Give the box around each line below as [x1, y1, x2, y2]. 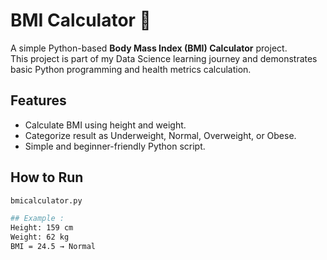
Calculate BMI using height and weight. [24, 119, 187, 131]
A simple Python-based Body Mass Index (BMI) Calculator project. [10, 42, 288, 54]
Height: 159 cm [10, 223, 74, 233]
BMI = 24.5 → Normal [10, 242, 97, 252]
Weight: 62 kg [10, 232, 70, 243]
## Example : [10, 214, 65, 224]
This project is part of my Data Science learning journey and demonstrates [10, 52, 318, 64]
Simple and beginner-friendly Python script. [24, 140, 206, 152]
